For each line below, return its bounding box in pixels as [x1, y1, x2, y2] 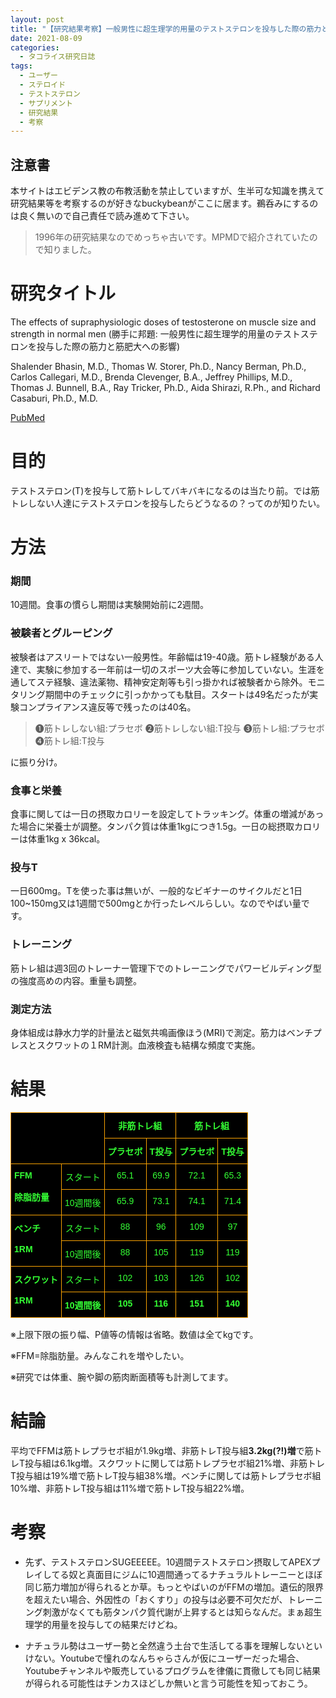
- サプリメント [19, 98, 74, 108]
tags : [10, 61, 33, 71]
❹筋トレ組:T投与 [34, 734, 105, 746]
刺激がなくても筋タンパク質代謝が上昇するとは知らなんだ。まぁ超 [42, 1606, 314, 1618]
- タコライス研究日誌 [19, 52, 96, 62]
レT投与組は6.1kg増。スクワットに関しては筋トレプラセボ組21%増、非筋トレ [10, 1457, 325, 1469]
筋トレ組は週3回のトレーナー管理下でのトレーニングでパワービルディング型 [10, 962, 322, 974]
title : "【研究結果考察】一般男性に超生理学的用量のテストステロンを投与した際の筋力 [10, 24, 322, 34]
